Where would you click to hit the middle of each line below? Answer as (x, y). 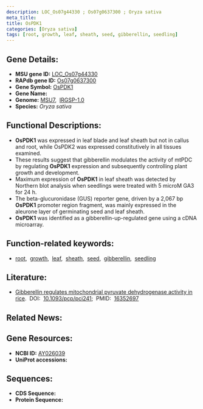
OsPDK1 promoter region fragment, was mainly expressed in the (96, 205)
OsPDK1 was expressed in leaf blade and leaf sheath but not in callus (102, 140)
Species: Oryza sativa (43, 106)
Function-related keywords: (60, 244)
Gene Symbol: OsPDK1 (44, 87)
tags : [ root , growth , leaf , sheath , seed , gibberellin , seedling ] (92, 35)
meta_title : (21, 18)
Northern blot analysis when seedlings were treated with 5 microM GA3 (105, 185)
